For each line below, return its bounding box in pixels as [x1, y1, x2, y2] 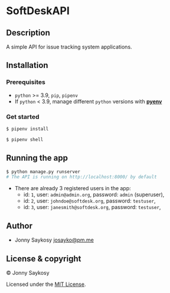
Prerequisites [6, 78, 45, 86]
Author [6, 220, 32, 231]
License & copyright [6, 253, 81, 263]
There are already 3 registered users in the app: [14, 185, 131, 192]
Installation [6, 60, 48, 70]
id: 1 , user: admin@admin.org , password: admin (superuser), [23, 191, 165, 198]
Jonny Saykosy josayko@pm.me [14, 236, 94, 243]
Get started [6, 112, 40, 121]
